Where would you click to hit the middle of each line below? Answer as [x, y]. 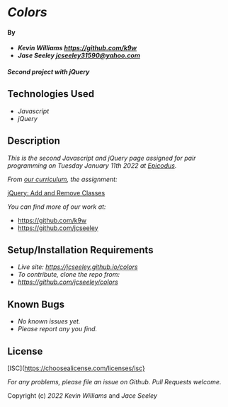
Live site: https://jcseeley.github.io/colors [78, 267]
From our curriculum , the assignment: [62, 179]
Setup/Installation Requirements [80, 250]
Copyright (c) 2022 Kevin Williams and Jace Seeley [82, 396]
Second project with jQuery [49, 71]
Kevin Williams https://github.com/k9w [77, 48]
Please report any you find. [57, 329]
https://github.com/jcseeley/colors [68, 282]
